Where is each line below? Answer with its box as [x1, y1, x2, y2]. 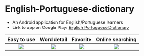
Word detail [39, 36, 67, 42]
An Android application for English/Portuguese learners [12, 19, 123, 25]
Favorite [72, 36, 91, 42]
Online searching [96, 36, 137, 42]
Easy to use [7, 36, 36, 42]
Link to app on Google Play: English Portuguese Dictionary [12, 24, 129, 30]
